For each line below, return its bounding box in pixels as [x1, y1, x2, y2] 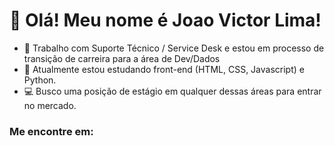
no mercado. [23, 99, 77, 111]
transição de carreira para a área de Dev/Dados [23, 52, 221, 64]
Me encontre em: [9, 124, 94, 138]
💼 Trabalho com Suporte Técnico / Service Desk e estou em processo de [23, 42, 325, 54]
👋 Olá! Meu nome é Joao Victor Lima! [9, 9, 322, 32]
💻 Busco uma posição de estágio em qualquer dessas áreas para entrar [23, 85, 322, 97]
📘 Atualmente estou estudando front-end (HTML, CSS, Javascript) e [23, 63, 305, 75]
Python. [23, 74, 57, 86]
